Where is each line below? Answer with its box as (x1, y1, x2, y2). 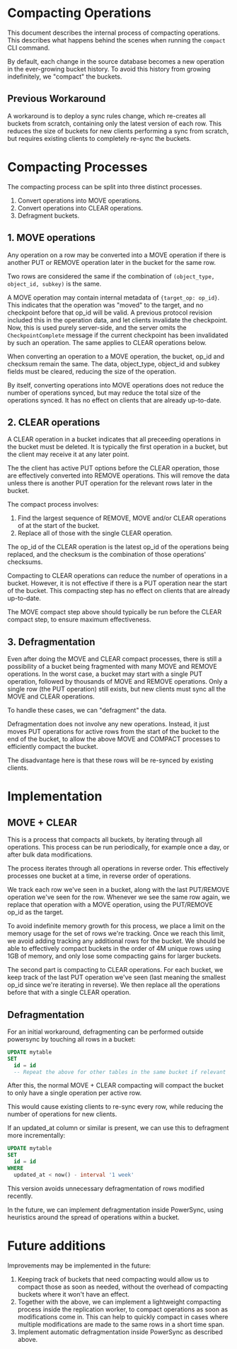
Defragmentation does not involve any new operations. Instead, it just (7, 720, 210, 728)
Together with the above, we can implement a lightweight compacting (17, 1297, 221, 1306)
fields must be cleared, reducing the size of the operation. (7, 367, 177, 376)
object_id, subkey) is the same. (7, 279, 102, 288)
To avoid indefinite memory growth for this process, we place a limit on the (7, 922, 225, 930)
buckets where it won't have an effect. (17, 1289, 129, 1298)
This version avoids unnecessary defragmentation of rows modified (7, 1184, 205, 1192)
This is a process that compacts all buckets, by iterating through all (7, 835, 203, 844)
